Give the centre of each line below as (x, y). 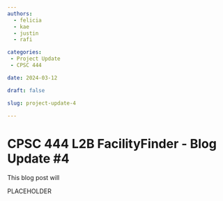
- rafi (23, 40)
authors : (20, 14)
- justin (26, 33)
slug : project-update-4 (42, 103)
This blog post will (33, 178)
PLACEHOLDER (30, 191)
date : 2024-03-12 (32, 77)
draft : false (26, 90)
